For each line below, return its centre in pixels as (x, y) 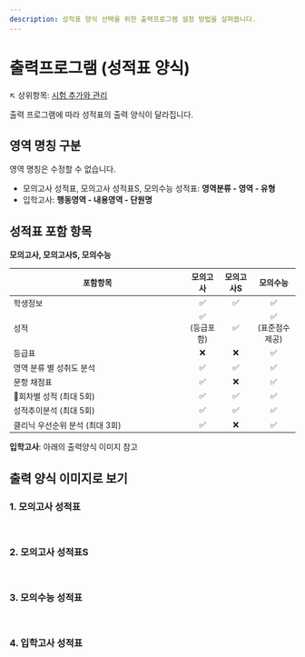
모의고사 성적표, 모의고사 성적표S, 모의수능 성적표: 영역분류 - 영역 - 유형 (149, 189)
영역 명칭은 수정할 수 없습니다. (63, 169)
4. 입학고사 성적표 (46, 643)
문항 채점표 (33, 382)
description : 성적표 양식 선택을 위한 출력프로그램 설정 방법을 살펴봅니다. (133, 19)
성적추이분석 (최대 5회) (54, 411)
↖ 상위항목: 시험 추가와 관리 (59, 95)
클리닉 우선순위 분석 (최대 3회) (67, 425)
